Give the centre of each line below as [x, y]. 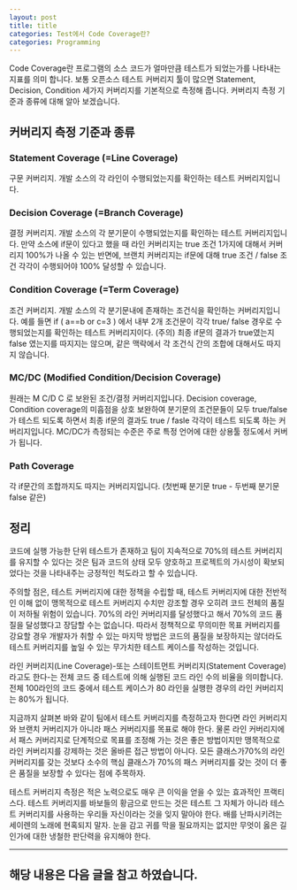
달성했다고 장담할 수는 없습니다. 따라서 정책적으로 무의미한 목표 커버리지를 [153, 625]
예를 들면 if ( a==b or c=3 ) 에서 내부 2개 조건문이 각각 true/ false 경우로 [147, 321]
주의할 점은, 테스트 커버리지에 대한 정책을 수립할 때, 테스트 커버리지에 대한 [136, 591]
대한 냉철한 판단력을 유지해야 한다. [91, 836]
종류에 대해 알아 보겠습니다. [73, 102]
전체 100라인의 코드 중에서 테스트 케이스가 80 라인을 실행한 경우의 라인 [131, 687]
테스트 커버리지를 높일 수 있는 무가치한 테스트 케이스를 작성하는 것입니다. [134, 647]
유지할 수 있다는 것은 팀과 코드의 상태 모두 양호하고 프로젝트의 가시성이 [140, 562]
